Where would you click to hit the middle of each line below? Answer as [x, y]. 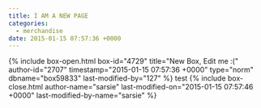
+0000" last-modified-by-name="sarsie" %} [83, 96]
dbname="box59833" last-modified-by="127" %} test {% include [117, 78]
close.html [26, 87]
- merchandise [39, 31]
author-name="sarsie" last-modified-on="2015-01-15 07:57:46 [149, 87]
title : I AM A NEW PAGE [49, 16]
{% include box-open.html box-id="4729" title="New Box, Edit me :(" [124, 61]
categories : [28, 23]
